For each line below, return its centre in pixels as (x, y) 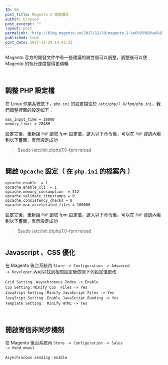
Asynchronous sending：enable (36, 357)
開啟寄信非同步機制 (35, 330)
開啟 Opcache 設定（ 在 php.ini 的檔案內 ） (69, 171)
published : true (22, 38)
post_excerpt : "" (23, 24)
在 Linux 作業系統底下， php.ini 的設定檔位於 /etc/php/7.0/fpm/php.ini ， (81, 104)
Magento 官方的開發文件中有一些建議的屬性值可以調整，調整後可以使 (76, 57)
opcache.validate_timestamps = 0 (40, 196)
